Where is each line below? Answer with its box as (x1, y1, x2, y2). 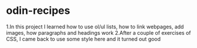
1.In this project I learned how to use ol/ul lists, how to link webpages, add (6, 23, 184, 30)
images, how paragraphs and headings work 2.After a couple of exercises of (6, 29, 191, 36)
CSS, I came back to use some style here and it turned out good (6, 35, 161, 42)
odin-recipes (6, 4, 70, 17)
